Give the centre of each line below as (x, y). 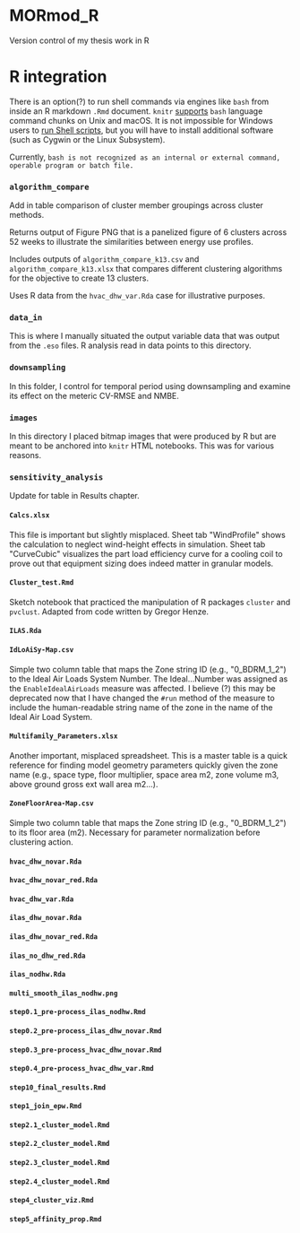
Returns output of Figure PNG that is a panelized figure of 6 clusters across (148, 232)
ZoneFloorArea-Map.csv (51, 803)
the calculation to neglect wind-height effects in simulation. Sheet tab (137, 544)
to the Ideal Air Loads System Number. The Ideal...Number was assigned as (149, 679)
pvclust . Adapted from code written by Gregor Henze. (109, 612)
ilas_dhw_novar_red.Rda (54, 937)
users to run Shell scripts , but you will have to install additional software (141, 130)
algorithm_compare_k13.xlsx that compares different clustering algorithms (146, 269)
